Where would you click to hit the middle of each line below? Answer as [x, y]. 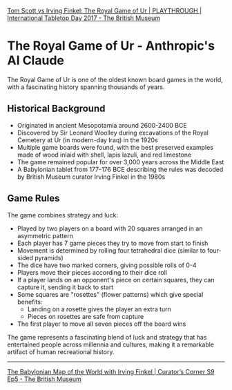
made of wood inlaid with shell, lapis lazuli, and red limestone [104, 155]
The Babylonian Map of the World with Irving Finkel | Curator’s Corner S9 [111, 371]
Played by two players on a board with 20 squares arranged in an [110, 228]
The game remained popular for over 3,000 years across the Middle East [120, 162]
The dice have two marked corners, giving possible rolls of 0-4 [107, 265]
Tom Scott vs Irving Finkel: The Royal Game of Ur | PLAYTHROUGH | [105, 11]
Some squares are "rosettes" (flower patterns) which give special [110, 294]
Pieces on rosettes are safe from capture [86, 316]
